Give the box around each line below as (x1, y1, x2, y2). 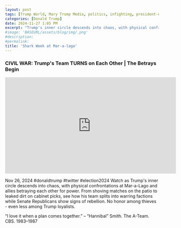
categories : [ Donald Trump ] (5, 16, 62, 21)
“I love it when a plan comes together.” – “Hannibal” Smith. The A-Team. (5, 213, 150, 219)
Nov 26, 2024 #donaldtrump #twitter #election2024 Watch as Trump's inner (5, 177, 159, 183)
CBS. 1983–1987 (5, 218, 38, 224)
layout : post (5, 7, 32, 12)
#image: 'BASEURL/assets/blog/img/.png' (5, 30, 89, 35)
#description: (5, 35, 34, 40)
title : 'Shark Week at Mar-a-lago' (5, 44, 78, 48)
